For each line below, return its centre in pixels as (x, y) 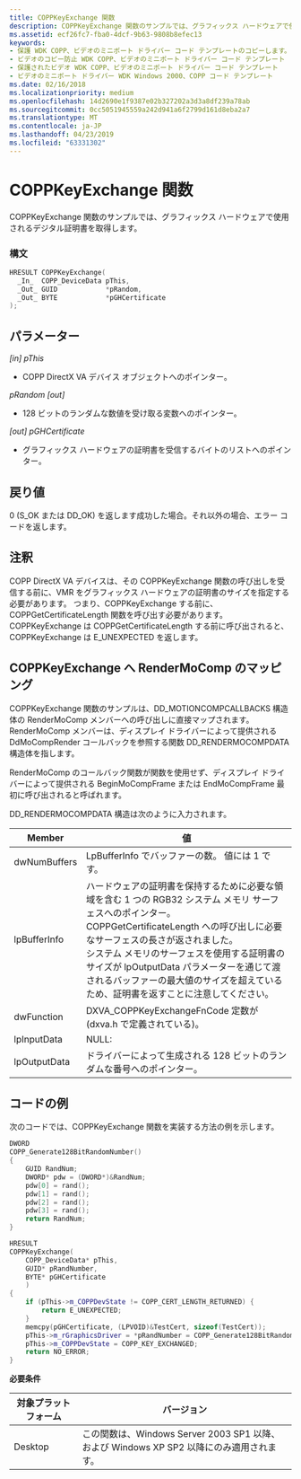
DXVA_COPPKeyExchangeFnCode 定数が (172, 1010)
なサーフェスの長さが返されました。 (162, 939)
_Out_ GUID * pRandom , (80, 289)
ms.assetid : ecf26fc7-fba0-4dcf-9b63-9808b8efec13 (106, 34)
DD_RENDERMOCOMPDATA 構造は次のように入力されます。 (120, 814)
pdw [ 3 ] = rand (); (58, 1210)
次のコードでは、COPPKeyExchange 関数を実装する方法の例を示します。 (144, 1127)
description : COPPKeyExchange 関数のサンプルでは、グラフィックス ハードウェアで (149, 26)
